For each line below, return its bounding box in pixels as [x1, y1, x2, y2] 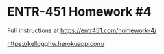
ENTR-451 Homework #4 [7, 4, 152, 20]
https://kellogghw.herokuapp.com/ [7, 39, 105, 47]
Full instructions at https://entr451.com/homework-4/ [7, 26, 157, 34]
